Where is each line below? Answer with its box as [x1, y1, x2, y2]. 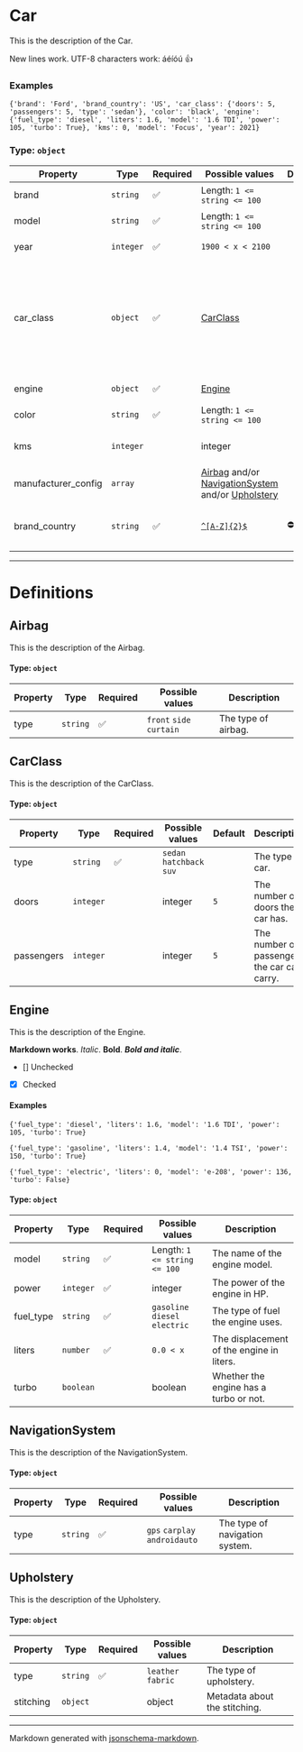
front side [146, 714, 191, 725]
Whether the [211, 1370, 265, 1382]
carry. [253, 971, 280, 984]
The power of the [211, 1277, 286, 1289]
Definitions [9, 582, 95, 602]
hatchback [161, 857, 205, 867]
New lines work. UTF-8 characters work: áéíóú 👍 [9, 53, 194, 64]
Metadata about [206, 1690, 274, 1702]
